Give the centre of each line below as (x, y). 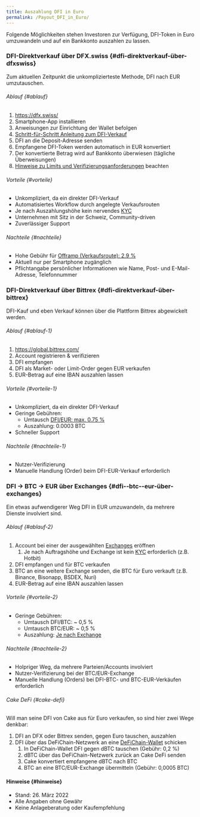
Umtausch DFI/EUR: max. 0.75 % (64, 420)
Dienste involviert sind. (34, 513)
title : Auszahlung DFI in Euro (45, 12)
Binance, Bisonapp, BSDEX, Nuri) (56, 577)
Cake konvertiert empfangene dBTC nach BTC (80, 761)
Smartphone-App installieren (50, 121)
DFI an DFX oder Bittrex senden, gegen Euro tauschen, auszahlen (95, 736)
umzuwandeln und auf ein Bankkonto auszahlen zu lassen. (78, 41)
